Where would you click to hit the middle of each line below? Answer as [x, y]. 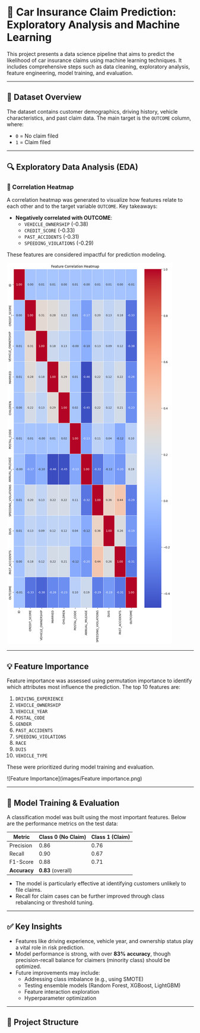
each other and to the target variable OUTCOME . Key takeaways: [82, 206]
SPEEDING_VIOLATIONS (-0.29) [59, 243]
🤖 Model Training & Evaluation [63, 803]
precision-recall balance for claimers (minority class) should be [93, 960]
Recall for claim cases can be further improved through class [90, 896]
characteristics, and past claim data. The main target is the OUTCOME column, [99, 118]
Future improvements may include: [58, 972]
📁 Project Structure [43, 1023]
